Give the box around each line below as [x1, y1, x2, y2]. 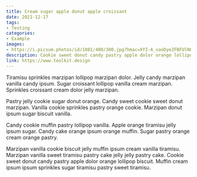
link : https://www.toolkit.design [6, 57, 91, 63]
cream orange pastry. [6, 134, 59, 141]
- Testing [6, 25, 30, 31]
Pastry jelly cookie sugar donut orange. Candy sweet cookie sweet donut [6, 97, 183, 104]
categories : [6, 30, 35, 36]
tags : [6, 19, 19, 25]
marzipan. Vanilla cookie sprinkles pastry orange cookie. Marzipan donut [6, 104, 183, 111]
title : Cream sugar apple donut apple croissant [6, 8, 127, 15]
